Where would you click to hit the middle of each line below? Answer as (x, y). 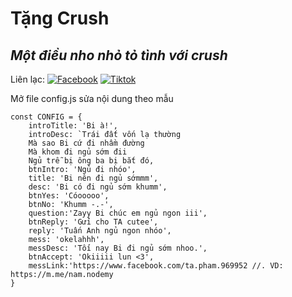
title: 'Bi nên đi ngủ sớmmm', (93, 178)
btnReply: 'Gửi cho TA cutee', (93, 222)
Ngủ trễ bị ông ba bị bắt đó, (91, 161)
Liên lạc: (27, 79)
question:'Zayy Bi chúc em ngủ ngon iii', (118, 213)
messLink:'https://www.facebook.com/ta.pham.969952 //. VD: (156, 266)
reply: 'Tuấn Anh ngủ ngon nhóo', (100, 231)
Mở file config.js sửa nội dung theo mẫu (92, 98)
